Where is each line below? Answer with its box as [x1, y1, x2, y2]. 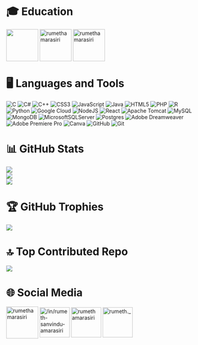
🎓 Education [6, 5, 73, 19]
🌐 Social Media [6, 285, 83, 299]
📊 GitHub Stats [6, 142, 85, 156]
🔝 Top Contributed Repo [6, 244, 128, 258]
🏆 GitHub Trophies [6, 200, 104, 214]
